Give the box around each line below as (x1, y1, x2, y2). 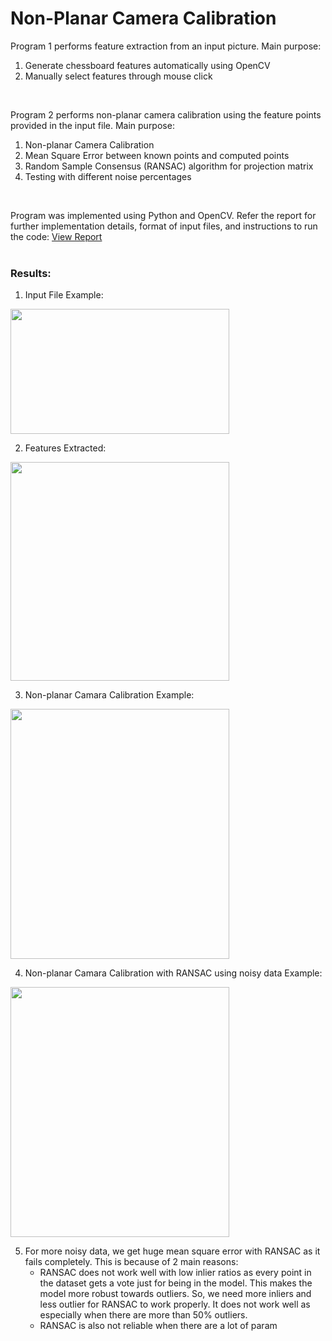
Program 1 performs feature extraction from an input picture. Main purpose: (10, 40, 322, 52)
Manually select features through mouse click (24, 70, 213, 82)
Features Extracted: (24, 442, 107, 454)
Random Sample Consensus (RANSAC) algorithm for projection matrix (24, 160, 314, 172)
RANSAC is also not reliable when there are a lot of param (39, 1320, 278, 1332)
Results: (10, 266, 52, 280)
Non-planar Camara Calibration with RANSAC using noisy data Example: (24, 967, 323, 979)
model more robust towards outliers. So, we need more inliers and (39, 1288, 312, 1300)
